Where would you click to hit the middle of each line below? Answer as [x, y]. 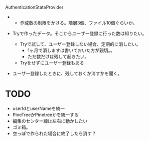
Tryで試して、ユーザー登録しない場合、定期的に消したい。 [80, 44]
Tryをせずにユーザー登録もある [52, 63]
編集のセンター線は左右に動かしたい [50, 121]
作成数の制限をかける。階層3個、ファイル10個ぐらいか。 [79, 23]
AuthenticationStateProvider [34, 7]
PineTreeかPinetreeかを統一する [45, 114]
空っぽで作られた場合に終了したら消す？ [54, 133]
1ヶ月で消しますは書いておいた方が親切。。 [71, 50]
